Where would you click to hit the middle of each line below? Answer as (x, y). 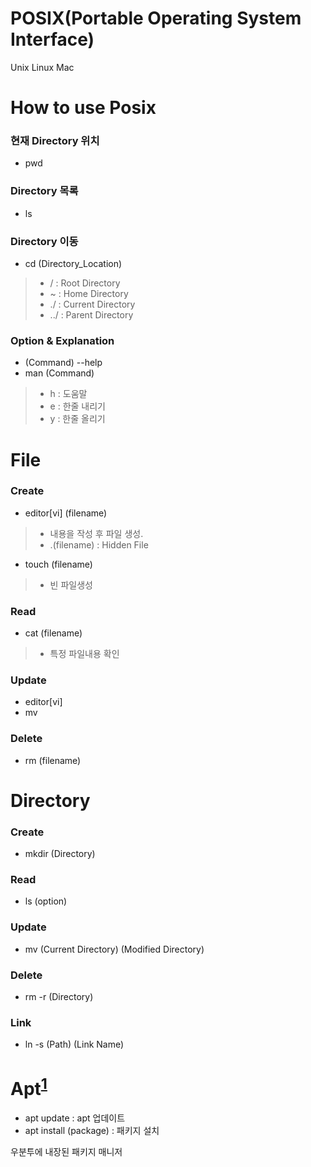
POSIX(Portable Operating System (156, 18)
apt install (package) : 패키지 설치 (92, 1130)
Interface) (52, 39)
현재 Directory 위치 (55, 141)
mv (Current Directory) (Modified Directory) (114, 949)
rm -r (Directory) (59, 997)
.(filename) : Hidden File (99, 544)
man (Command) (59, 373)
